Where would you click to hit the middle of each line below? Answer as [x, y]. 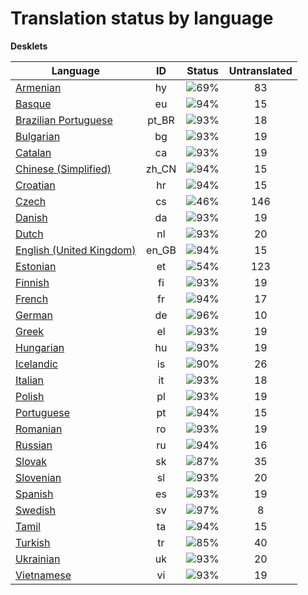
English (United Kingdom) [76, 250]
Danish [31, 217]
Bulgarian [38, 136]
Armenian [38, 87]
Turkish [33, 542]
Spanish [34, 494]
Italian [30, 380]
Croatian [35, 185]
